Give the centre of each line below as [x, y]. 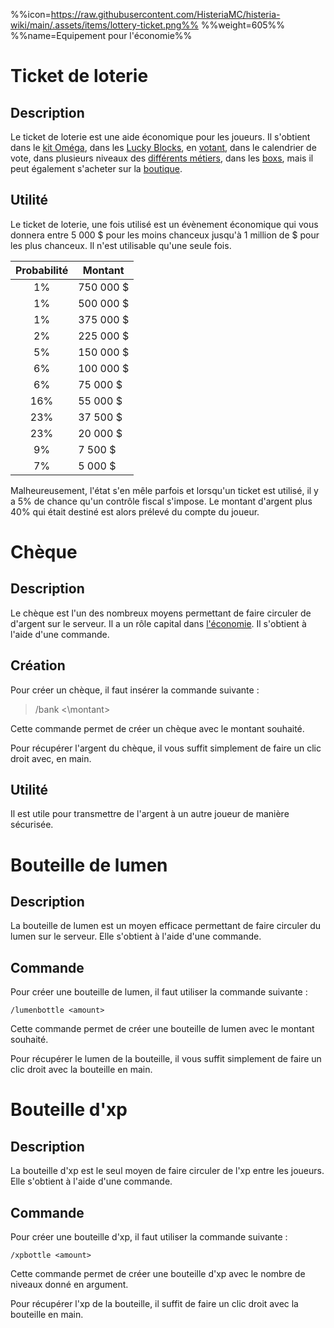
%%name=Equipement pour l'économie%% [101, 35]
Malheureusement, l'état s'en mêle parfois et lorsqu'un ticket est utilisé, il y [164, 490]
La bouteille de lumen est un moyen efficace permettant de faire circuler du [166, 926]
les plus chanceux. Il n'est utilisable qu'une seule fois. [121, 245]
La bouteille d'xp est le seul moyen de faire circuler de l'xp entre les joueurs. [167, 1171]
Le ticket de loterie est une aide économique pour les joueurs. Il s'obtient [160, 137]
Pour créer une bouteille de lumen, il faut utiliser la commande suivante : [159, 992]
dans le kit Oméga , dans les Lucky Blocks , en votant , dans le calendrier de [163, 147]
